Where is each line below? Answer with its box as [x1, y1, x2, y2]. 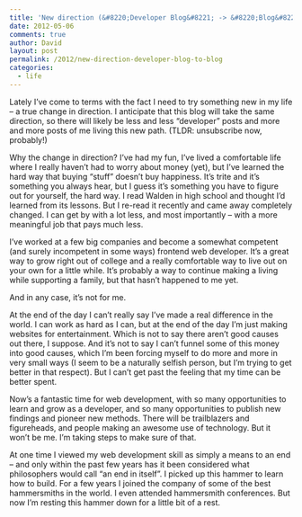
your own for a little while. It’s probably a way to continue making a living [9, 264, 279, 275]
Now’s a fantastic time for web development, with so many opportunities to [9, 393, 287, 405]
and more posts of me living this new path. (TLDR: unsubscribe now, [9, 125, 262, 136]
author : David [9, 38, 63, 48]
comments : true [9, 30, 67, 39]
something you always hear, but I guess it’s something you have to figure [9, 181, 280, 192]
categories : [9, 64, 54, 73]
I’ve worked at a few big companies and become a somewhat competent [9, 236, 279, 247]
